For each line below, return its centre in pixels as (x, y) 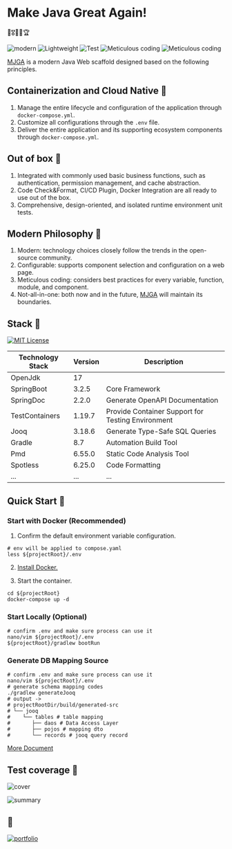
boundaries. (34, 302)
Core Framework (133, 389)
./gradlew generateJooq (41, 693)
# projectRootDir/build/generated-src (63, 705)
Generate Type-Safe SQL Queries (161, 432)
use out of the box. (44, 197)
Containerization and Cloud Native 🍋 (87, 91)
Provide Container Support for (155, 412)
